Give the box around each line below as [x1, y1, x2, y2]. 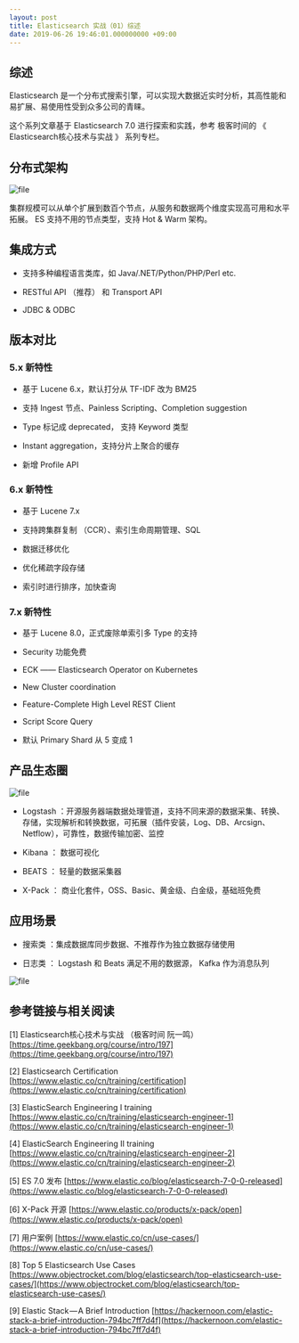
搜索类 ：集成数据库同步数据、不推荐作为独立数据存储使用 [21, 938, 236, 949]
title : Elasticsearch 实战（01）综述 [9, 21, 141, 30]
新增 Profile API [21, 459, 79, 470]
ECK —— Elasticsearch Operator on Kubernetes [21, 665, 198, 676]
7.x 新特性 [9, 605, 52, 618]
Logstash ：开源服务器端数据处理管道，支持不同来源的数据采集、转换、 [21, 806, 285, 816]
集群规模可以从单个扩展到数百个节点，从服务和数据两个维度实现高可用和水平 [9, 202, 290, 213]
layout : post [9, 12, 58, 22]
